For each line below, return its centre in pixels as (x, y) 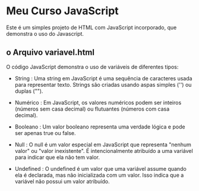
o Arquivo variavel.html (50, 53)
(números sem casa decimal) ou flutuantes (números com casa (92, 109)
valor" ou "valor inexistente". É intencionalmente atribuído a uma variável (104, 151)
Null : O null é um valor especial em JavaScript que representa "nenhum (103, 145)
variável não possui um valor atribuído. (62, 181)
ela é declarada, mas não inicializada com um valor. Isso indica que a (99, 175)
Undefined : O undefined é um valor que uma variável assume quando (101, 168)
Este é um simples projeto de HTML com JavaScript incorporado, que (91, 27)
